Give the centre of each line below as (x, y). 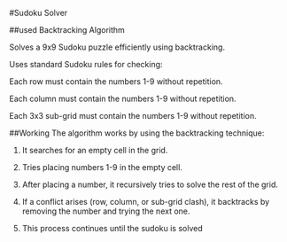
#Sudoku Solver (39, 13)
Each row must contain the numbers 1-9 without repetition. (116, 82)
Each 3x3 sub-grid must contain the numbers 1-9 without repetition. (133, 116)
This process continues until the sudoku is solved (112, 228)
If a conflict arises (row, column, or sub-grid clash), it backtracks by (146, 202)
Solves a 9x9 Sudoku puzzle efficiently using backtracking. (117, 47)
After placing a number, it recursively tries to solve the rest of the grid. (150, 184)
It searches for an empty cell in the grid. (95, 150)
